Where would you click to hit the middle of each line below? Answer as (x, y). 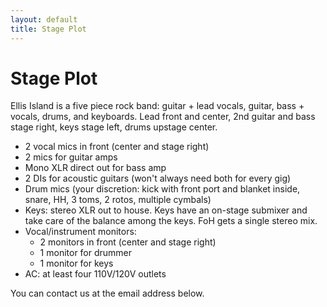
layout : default (44, 19)
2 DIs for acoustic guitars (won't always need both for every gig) (158, 178)
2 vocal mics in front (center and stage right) (117, 147)
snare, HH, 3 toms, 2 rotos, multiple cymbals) (118, 200)
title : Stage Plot (48, 29)
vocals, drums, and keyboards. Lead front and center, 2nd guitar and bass (163, 117)
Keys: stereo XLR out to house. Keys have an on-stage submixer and (166, 210)
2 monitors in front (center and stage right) (128, 242)
